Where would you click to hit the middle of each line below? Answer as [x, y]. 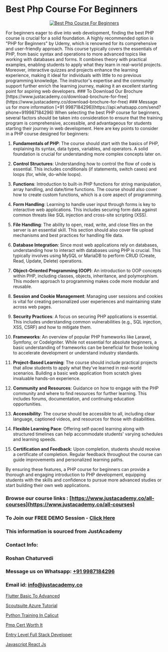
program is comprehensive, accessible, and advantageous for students [79, 123]
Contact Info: [22, 544]
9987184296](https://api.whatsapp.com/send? [113, 107]
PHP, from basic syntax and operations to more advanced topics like [76, 54]
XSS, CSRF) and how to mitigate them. [52, 327]
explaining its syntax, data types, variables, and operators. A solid [81, 148]
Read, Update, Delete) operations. [48, 260]
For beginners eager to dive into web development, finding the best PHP [80, 32]
